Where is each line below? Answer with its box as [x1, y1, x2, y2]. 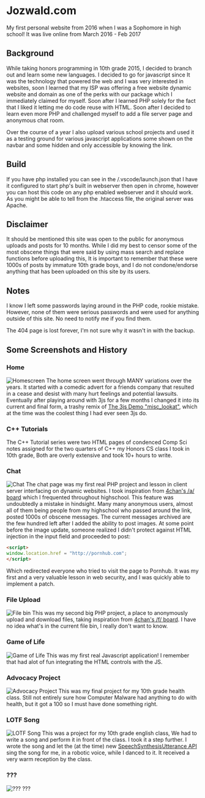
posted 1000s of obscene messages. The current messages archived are [6, 513, 191, 521]
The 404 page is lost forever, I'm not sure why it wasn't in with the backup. [6, 327, 195, 334]
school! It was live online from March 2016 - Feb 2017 [6, 30, 141, 37]
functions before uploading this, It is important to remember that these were [6, 255, 198, 262]
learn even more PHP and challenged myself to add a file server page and [6, 110, 193, 117]
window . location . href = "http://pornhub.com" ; [6, 551, 127, 557]
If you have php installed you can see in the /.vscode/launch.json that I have [6, 175, 198, 183]
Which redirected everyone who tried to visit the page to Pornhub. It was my [6, 567, 199, 574]
